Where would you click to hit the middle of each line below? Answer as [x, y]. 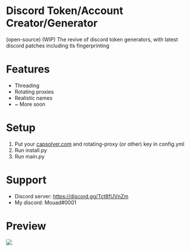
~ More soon [30, 104]
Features [28, 69]
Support [26, 180]
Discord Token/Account [65, 11]
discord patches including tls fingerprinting [58, 46]
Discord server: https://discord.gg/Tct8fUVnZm [71, 196]
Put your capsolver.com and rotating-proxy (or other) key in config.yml [99, 144]
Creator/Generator [52, 23]
